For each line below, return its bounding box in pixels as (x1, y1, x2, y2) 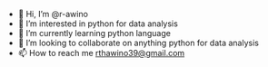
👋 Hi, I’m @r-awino (17, 9, 89, 19)
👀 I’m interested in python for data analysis (17, 18, 179, 29)
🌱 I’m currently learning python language (17, 28, 171, 38)
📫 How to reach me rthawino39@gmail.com (17, 48, 185, 58)
